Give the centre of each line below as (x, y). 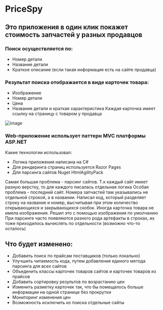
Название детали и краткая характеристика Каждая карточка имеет (84, 109)
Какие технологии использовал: (39, 153)
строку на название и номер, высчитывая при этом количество (71, 203)
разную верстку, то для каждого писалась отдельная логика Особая (77, 187)
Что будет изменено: (39, 244)
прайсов (21, 277)
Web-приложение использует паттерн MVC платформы (75, 136)
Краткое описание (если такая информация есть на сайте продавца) (84, 69)
